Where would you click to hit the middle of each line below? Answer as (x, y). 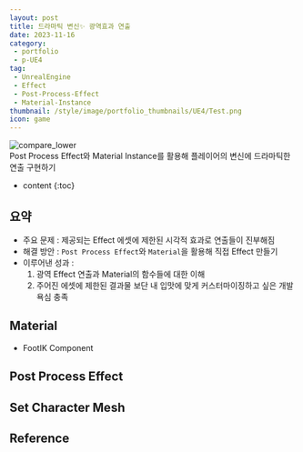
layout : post (34, 18)
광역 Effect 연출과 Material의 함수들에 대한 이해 (121, 274)
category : (28, 43)
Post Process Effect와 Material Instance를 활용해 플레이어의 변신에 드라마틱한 (150, 156)
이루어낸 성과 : (48, 262)
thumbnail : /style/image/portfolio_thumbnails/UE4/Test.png (126, 111)
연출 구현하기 (33, 167)
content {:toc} (49, 186)
